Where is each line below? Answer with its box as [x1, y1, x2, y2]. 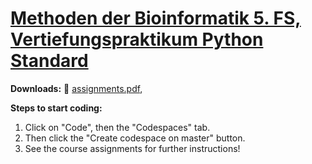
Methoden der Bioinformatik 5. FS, [10, 7, 302, 30]
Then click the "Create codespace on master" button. [24, 132, 246, 144]
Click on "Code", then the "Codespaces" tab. [24, 121, 211, 133]
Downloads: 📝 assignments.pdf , [10, 82, 143, 94]
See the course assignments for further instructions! [24, 142, 241, 154]
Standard [10, 50, 89, 72]
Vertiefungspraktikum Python [10, 28, 264, 51]
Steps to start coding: [10, 102, 103, 114]
